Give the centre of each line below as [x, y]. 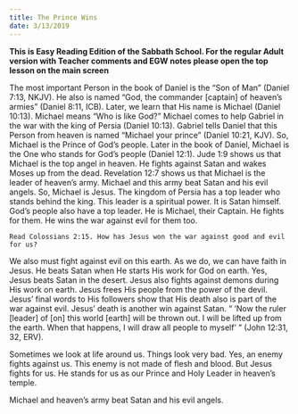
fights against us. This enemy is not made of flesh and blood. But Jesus [141, 363]
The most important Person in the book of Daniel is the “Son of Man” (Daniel [149, 87]
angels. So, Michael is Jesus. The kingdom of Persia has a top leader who [145, 192]
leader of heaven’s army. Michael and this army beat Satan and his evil [139, 182]
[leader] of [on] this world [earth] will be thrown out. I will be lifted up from [146, 318]
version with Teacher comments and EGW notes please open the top [139, 61]
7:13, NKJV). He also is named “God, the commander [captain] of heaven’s [146, 97]
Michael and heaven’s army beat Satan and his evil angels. [117, 400]
